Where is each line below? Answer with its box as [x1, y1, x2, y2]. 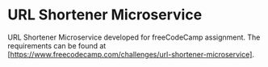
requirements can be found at [7, 40, 107, 50]
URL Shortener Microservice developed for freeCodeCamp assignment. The [7, 32, 261, 42]
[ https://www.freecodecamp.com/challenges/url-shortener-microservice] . [7, 49, 255, 59]
